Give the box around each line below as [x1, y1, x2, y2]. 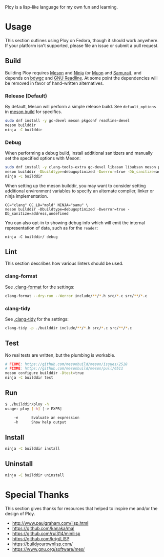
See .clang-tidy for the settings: [5, 316, 69, 322]
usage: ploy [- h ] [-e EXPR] [5, 406, 62, 411]
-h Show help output [14, 419, 67, 425]
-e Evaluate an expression [14, 415, 80, 420]
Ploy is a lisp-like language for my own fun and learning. [5, 4, 118, 10]
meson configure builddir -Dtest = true [5, 371, 84, 376]
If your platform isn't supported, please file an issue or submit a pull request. [5, 43, 159, 48]
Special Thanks [5, 489, 69, 500]
